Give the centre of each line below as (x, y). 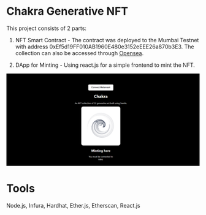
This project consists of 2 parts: (47, 28)
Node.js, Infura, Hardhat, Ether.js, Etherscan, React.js (73, 206)
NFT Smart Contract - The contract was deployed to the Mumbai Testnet (107, 40)
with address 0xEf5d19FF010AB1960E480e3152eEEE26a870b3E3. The (105, 47)
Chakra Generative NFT (67, 11)
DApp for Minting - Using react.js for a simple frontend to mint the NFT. (105, 65)
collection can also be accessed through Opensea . (79, 53)
